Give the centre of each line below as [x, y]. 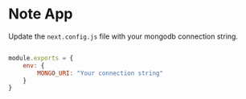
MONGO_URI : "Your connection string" [100, 73]
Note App [41, 14]
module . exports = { [41, 58]
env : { [34, 65]
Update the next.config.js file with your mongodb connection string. [123, 36]
